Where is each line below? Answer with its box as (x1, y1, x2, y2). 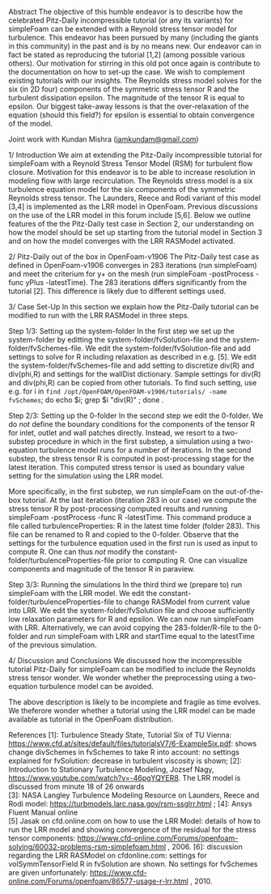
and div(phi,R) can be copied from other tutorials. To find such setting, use (8, 378, 257, 387)
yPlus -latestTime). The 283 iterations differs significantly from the (25, 278, 248, 287)
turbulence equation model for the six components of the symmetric (8, 185, 236, 194)
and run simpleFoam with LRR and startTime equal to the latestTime (29, 632, 255, 641)
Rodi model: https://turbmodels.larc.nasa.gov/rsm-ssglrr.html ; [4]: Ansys (8, 799, 252, 808)
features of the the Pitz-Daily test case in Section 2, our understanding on (8, 219, 255, 228)
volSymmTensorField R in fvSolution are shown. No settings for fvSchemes (8, 859, 258, 869)
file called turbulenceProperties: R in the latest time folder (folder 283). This (8, 521, 260, 530)
